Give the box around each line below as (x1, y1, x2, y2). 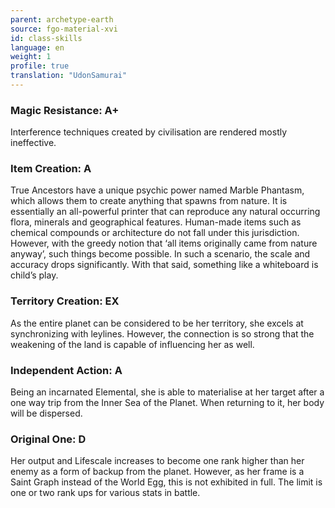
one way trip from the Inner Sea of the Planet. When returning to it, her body (10, 397, 325, 409)
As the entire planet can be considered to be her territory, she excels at (10, 317, 304, 329)
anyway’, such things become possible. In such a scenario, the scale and (10, 248, 311, 260)
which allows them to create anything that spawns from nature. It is (10, 195, 288, 207)
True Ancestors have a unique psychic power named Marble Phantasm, (10, 184, 305, 196)
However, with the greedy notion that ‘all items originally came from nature (10, 237, 318, 250)
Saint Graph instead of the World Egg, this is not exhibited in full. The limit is (10, 476, 323, 488)
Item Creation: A (10, 162, 92, 176)
